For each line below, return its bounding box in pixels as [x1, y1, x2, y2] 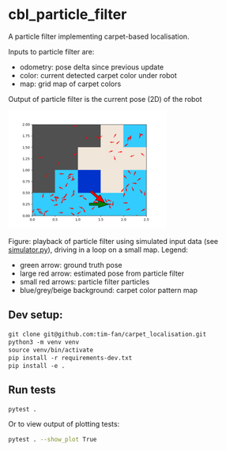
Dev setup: [8, 308, 63, 321]
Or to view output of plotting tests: [8, 419, 120, 429]
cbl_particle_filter [8, 6, 127, 24]
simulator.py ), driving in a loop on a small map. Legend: [8, 245, 188, 254]
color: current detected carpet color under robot [19, 70, 178, 80]
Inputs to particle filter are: [8, 47, 95, 56]
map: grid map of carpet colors [19, 79, 122, 88]
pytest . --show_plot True [8, 436, 97, 444]
